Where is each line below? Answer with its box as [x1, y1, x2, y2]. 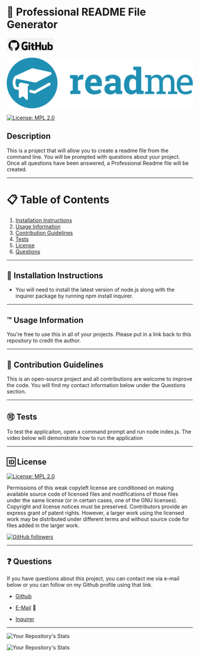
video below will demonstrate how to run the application [6, 434, 143, 442]
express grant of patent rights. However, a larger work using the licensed [6, 509, 185, 516]
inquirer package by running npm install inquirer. [15, 292, 133, 300]
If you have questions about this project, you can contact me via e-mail [6, 575, 180, 582]
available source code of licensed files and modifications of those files [6, 490, 179, 498]
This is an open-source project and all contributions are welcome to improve [6, 375, 193, 383]
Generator [6, 18, 58, 31]
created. [6, 165, 27, 173]
